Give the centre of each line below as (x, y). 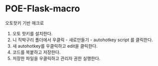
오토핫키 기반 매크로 (24, 23)
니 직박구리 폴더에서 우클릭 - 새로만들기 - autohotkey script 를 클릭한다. (83, 40)
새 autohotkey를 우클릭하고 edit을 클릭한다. (55, 46)
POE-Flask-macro (43, 9)
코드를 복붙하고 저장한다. (36, 52)
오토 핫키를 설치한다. (32, 33)
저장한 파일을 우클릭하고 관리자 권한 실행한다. (56, 58)
